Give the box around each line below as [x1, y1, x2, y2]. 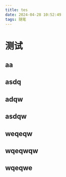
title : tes [5, 7, 28, 13]
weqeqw [5, 129, 32, 138]
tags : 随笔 [5, 17, 26, 22]
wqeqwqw [5, 146, 38, 155]
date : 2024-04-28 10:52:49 [5, 12, 61, 17]
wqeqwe [5, 164, 32, 172]
